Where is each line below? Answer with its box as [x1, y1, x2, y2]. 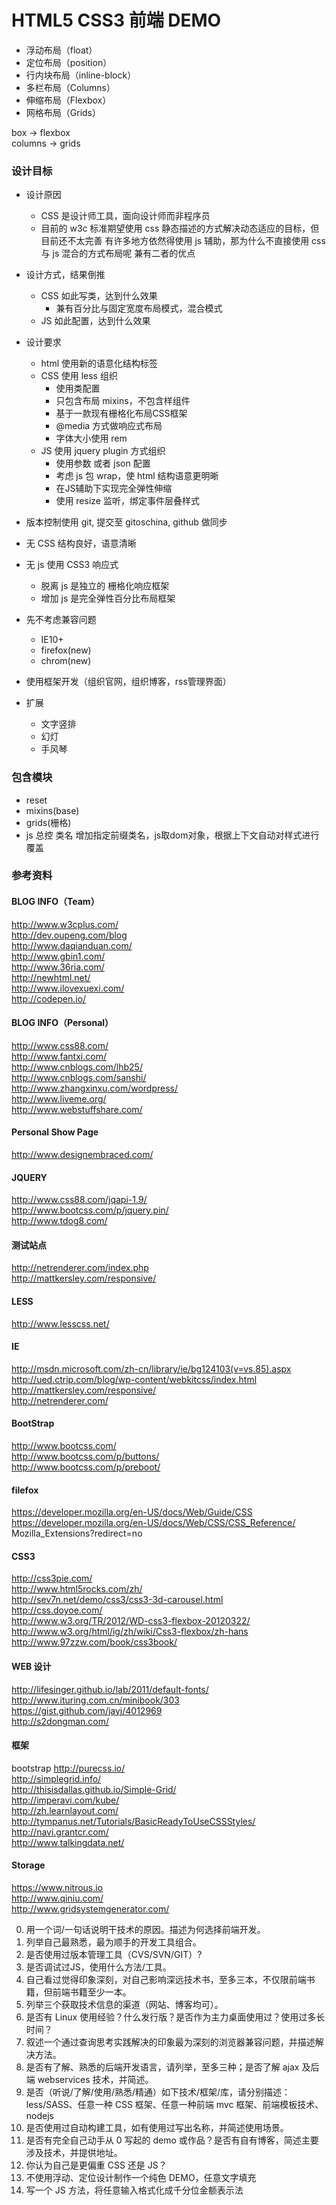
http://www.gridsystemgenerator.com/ [11, 1903, 170, 1915]
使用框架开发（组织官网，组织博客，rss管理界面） [25, 676, 232, 688]
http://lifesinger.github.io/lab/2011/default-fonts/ [11, 1683, 209, 1695]
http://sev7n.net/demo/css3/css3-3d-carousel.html [11, 1594, 224, 1606]
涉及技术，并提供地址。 [25, 2147, 123, 2159]
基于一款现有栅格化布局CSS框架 [55, 407, 188, 420]
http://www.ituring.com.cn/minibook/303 [11, 1694, 180, 1706]
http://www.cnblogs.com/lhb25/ [11, 1061, 143, 1073]
